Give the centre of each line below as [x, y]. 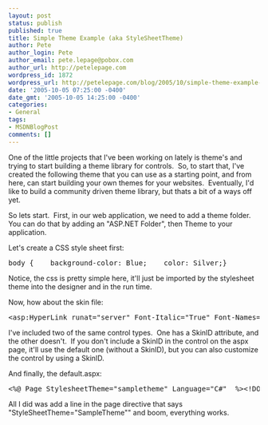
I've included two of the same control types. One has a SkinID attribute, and [134, 332]
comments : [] [30, 134]
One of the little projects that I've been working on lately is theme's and [126, 157]
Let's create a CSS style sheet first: [66, 248]
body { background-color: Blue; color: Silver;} [118, 263]
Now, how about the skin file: [56, 302]
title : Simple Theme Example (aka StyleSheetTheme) [96, 38]
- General [25, 113]
